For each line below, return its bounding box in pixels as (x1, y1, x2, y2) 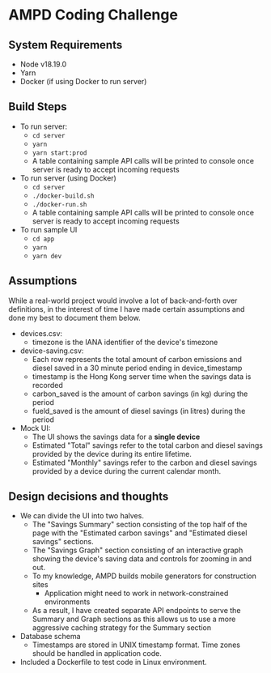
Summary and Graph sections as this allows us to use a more (32, 614, 236, 624)
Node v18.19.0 (19, 59, 67, 69)
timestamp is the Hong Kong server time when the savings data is (32, 371, 252, 381)
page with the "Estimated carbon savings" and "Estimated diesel (32, 528, 248, 538)
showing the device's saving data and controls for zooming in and (32, 554, 252, 564)
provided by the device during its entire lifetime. (32, 449, 192, 458)
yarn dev (32, 252, 62, 260)
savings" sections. (32, 537, 95, 547)
